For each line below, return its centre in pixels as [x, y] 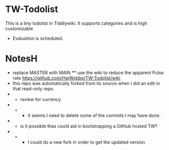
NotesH [21, 59]
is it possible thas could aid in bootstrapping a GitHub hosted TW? [89, 126]
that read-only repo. [33, 89]
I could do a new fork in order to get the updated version [86, 142]
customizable [19, 28]
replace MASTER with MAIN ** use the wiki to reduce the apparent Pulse [88, 72]
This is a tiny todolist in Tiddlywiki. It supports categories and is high [76, 23]
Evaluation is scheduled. [38, 38]
